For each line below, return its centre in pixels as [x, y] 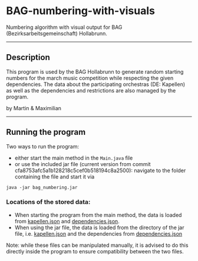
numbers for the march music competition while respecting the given [90, 78]
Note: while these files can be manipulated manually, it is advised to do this [97, 245]
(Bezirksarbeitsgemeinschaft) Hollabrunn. [57, 33]
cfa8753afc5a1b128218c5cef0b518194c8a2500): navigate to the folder [100, 170]
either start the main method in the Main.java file [74, 158]
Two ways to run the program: [43, 146]
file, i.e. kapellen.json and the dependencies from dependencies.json [98, 233]
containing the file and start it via [55, 176]
